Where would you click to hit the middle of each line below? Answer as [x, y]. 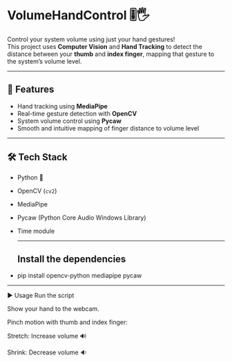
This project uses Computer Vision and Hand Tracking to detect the [105, 46]
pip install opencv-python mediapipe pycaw [79, 276]
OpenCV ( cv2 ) [37, 191]
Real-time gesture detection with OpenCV [77, 113]
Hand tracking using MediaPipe [62, 106]
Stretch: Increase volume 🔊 [47, 336]
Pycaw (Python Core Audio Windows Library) [81, 218]
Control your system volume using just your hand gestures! [91, 39]
